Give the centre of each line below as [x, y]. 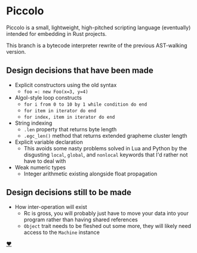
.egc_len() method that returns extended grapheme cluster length [105, 135]
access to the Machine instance [62, 232]
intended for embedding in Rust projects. [56, 33]
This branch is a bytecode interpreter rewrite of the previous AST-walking [97, 45]
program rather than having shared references [81, 220]
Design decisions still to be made [69, 192]
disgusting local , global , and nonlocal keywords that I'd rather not [106, 155]
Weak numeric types [40, 167]
